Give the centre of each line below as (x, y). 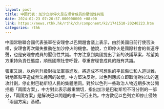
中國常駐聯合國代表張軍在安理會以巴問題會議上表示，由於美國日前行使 (76, 43)
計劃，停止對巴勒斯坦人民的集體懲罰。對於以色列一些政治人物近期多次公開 (84, 83)
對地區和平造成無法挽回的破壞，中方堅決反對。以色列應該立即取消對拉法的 (80, 77)
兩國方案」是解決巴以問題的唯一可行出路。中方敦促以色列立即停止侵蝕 (86, 95)
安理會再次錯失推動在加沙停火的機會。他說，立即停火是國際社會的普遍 (84, 48)
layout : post (18, 10)
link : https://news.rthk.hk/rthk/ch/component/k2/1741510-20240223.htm (79, 23)
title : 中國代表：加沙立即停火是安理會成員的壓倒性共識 (54, 14)
